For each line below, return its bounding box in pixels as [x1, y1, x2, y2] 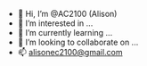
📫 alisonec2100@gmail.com [17, 47, 123, 57]
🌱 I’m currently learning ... [17, 28, 113, 37]
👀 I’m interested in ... [17, 18, 94, 29]
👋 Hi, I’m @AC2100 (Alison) [17, 9, 118, 19]
